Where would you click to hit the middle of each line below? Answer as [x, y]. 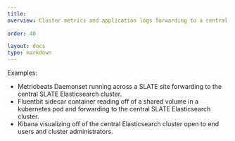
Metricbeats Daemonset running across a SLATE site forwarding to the [120, 86]
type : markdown [30, 53]
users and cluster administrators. [65, 131]
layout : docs [26, 47]
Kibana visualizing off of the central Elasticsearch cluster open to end [118, 124]
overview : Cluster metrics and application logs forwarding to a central [118, 20]
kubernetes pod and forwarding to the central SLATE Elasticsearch [114, 109]
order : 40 [22, 33]
